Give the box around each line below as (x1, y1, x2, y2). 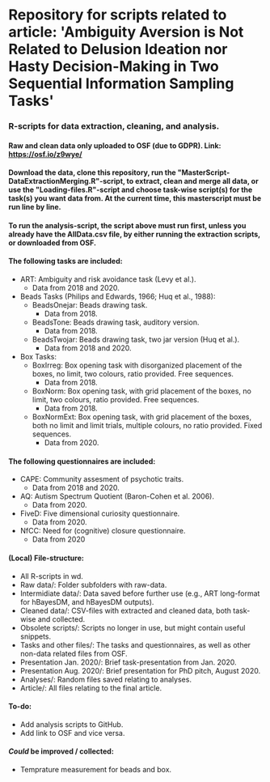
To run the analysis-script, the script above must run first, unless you (8, 220, 247, 230)
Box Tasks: (19, 352, 57, 362)
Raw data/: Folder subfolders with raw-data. (19, 580, 167, 589)
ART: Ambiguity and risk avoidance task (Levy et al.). (19, 274, 196, 284)
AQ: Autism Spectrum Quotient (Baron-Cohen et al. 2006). (19, 491, 214, 501)
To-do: (8, 702, 32, 712)
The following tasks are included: (8, 257, 123, 266)
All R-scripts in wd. (19, 571, 83, 580)
